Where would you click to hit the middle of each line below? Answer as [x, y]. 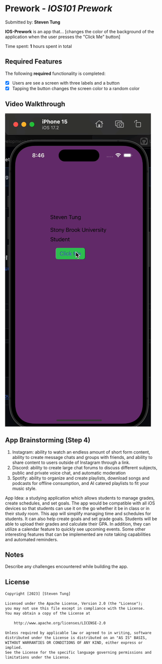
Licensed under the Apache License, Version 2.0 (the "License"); [74, 604]
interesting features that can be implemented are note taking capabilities [78, 534]
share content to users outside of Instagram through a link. [71, 462]
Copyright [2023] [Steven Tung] [38, 594]
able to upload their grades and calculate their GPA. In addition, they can [78, 524]
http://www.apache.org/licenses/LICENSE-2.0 [60, 623]
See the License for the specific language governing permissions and [78, 653]
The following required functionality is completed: [55, 73]
